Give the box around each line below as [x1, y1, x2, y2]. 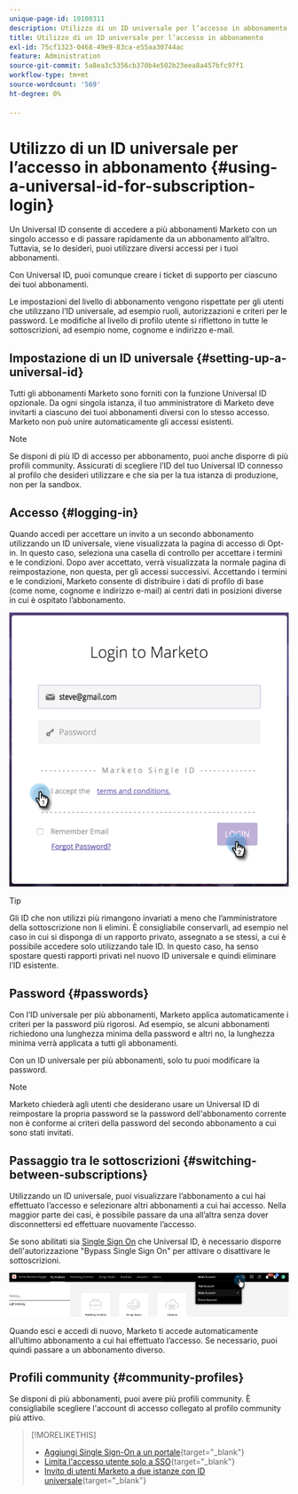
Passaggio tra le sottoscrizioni [9, 1153, 180, 1169]
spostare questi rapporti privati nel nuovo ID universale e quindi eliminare [9, 951, 277, 961]
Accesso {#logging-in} [9, 505, 139, 520]
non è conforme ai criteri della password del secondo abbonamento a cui [9, 1118, 277, 1129]
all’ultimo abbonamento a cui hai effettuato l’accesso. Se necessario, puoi [9, 1335, 278, 1345]
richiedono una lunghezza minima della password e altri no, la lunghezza [9, 1028, 275, 1040]
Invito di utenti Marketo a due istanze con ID [43, 1466, 206, 1476]
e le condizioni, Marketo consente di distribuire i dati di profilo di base [9, 576, 264, 587]
